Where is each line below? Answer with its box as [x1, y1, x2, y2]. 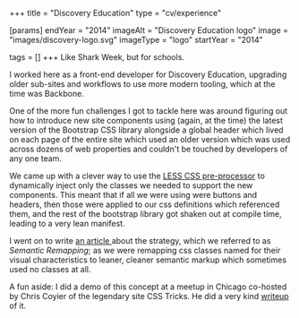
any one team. [9, 153, 63, 164]
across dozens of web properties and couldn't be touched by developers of [9, 143, 288, 154]
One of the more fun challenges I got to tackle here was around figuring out [9, 106, 288, 116]
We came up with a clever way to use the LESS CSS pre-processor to [9, 170, 266, 181]
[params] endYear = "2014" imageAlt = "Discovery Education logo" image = [9, 25, 289, 35]
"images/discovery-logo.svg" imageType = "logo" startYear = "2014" [9, 35, 264, 45]
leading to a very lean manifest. [9, 219, 125, 228]
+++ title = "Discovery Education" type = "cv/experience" [9, 8, 222, 18]
